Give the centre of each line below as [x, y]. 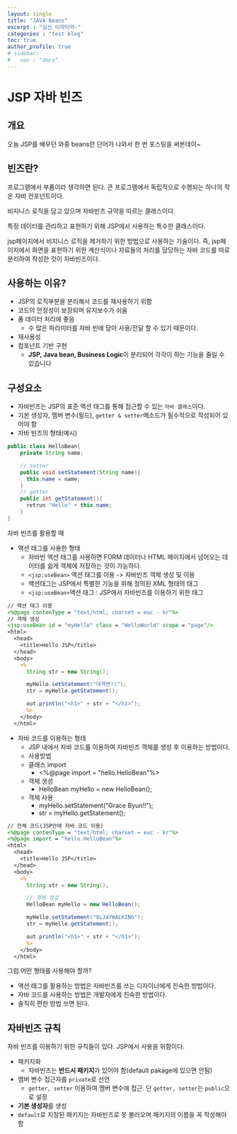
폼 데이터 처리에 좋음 [46, 319]
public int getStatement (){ [61, 499]
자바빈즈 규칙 [34, 1028]
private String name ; [52, 453]
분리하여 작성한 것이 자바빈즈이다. [54, 259]
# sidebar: [23, 54]
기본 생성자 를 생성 [42, 1106]
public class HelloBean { [44, 447]
